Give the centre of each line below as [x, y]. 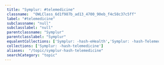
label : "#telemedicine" [31, 19]
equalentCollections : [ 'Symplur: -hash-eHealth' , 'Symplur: [68, 42]
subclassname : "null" [29, 23]
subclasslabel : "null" [30, 28]
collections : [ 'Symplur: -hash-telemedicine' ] [55, 46]
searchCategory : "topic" [32, 55]
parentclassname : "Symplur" [35, 32]
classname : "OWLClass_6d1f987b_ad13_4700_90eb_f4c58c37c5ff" [71, 14]
